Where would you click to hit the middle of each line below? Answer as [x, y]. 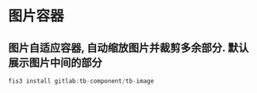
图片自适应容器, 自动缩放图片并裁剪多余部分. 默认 [128, 48]
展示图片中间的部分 [55, 63]
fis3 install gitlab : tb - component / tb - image [81, 81]
